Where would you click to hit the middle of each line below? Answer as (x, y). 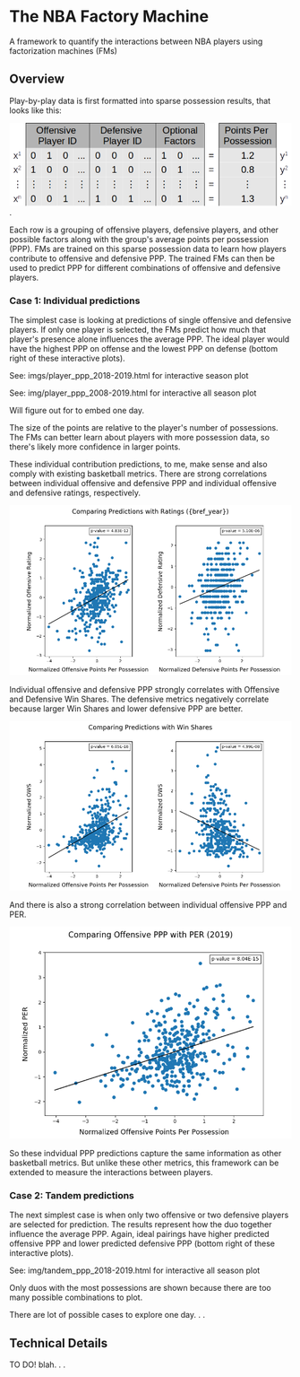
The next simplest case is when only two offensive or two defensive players (149, 1215)
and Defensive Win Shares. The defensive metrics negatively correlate (139, 699)
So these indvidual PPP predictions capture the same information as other (146, 1154)
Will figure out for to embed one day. (77, 411)
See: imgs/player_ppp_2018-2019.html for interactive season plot (129, 376)
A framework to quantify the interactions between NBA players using (136, 41)
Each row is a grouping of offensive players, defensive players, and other (144, 230)
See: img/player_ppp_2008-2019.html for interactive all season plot (133, 393)
